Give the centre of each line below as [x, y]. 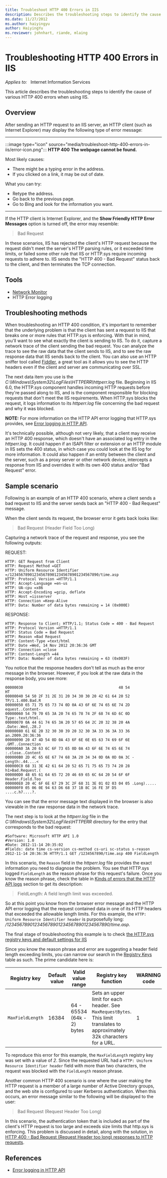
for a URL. [103, 1043]
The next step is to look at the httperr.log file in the [57, 817]
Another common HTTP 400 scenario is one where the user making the [78, 1081]
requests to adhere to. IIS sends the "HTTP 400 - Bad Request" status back [83, 259]
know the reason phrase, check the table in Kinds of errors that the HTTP [80, 879]
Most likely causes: [25, 159]
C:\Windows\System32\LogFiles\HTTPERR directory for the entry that [76, 822]
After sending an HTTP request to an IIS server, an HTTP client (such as [79, 125]
